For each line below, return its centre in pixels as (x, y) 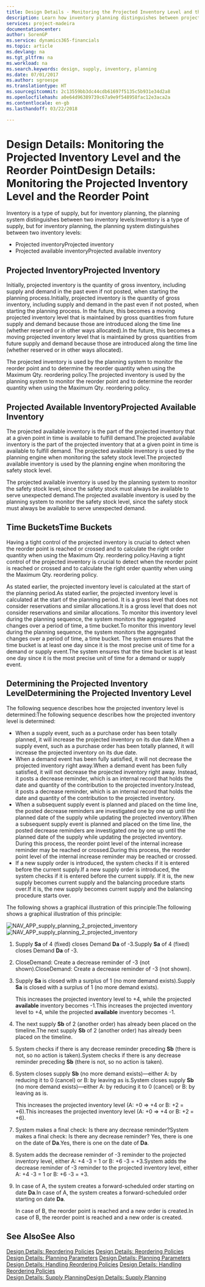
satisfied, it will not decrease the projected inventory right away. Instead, (106, 772)
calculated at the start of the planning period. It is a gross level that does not (102, 599)
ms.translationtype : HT (37, 86)
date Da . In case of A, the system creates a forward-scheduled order (101, 1192)
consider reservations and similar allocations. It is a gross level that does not (102, 606)
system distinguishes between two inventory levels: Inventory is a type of (98, 220)
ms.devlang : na (26, 52)
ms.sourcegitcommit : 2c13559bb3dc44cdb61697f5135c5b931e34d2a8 (88, 92)
